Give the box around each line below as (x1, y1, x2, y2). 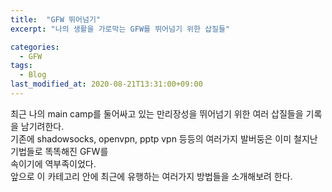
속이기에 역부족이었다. (10, 157, 97, 170)
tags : (10, 61, 33, 71)
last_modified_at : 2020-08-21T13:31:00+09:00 (10, 79, 203, 90)
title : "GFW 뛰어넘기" (10, 14, 102, 25)
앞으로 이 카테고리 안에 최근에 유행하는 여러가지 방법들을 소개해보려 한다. (10, 170, 293, 182)
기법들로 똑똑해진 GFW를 (10, 145, 109, 157)
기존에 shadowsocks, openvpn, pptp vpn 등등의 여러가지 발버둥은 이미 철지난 (10, 132, 318, 145)
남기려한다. (20, 120, 65, 132)
